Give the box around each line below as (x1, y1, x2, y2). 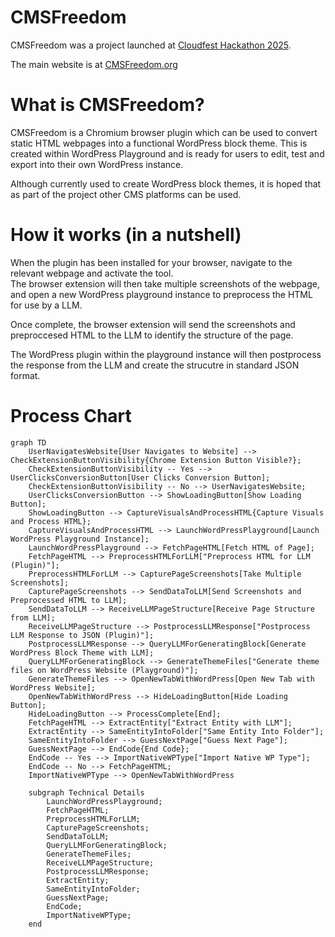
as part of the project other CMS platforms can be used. (10, 188, 242, 200)
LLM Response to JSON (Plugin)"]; (10, 630, 155, 640)
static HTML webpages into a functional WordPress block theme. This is (10, 137, 308, 149)
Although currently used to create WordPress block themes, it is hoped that (10, 177, 322, 190)
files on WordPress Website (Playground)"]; (10, 665, 199, 675)
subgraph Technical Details (28, 787, 145, 798)
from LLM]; (10, 612, 56, 623)
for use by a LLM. (10, 299, 83, 311)
